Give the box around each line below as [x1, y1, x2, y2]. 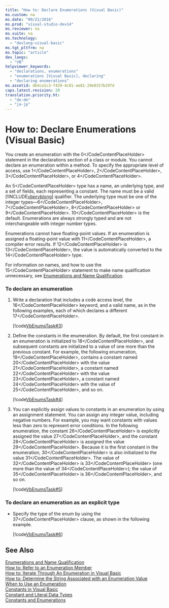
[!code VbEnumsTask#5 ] [12, 486, 63, 493]
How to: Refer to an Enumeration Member [5, 565, 92, 571]
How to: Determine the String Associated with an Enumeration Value [5, 575, 148, 582]
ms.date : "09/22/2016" [5, 17, 53, 22]
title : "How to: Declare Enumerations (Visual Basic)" [5, 7, 124, 13]
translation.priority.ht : [5, 92, 60, 98]
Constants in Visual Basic [5, 586, 58, 592]
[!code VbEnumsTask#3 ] [12, 323, 63, 329]
